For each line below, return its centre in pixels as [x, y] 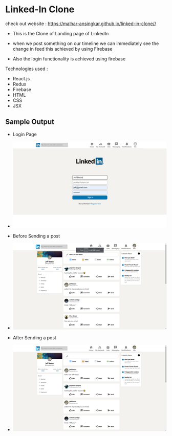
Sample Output [30, 122]
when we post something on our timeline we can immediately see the [86, 43]
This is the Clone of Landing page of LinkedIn [61, 33]
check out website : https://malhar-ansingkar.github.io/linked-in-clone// [81, 24]
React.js [21, 78]
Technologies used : [27, 69]
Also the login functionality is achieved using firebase [69, 59]
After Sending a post [34, 337]
